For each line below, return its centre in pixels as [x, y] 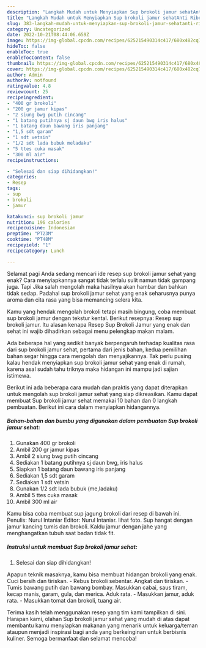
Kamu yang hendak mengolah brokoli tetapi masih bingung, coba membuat [101, 311]
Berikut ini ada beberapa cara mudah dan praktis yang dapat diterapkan [97, 387]
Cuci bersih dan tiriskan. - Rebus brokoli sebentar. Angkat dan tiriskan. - [98, 581]
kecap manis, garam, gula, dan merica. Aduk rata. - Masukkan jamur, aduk [101, 594]
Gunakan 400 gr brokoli [46, 443]
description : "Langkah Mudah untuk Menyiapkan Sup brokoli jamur [92, 12]
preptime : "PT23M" [30, 234]
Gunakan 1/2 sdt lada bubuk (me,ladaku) [67, 489]
